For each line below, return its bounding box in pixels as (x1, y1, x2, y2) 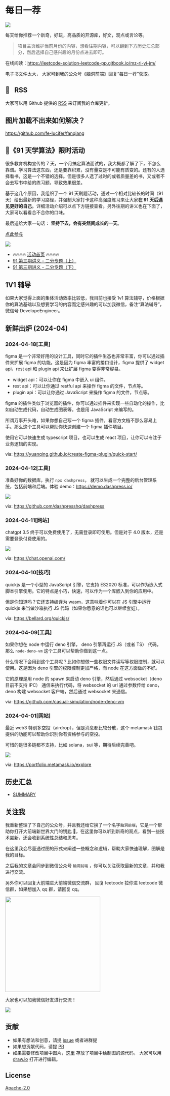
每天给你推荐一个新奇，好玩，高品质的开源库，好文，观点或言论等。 (5, 32, 147, 38)
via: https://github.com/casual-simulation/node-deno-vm (5, 699, 124, 705)
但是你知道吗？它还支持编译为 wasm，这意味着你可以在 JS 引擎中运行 (5, 599, 151, 605)
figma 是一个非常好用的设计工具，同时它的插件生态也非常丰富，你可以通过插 (5, 353, 165, 359)
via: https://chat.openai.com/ (5, 555, 66, 561)
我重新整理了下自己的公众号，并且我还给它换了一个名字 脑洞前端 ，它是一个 (5, 822, 158, 828)
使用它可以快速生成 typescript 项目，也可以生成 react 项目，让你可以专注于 (5, 434, 162, 440)
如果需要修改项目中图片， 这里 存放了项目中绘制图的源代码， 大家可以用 (12, 1050, 162, 1056)
